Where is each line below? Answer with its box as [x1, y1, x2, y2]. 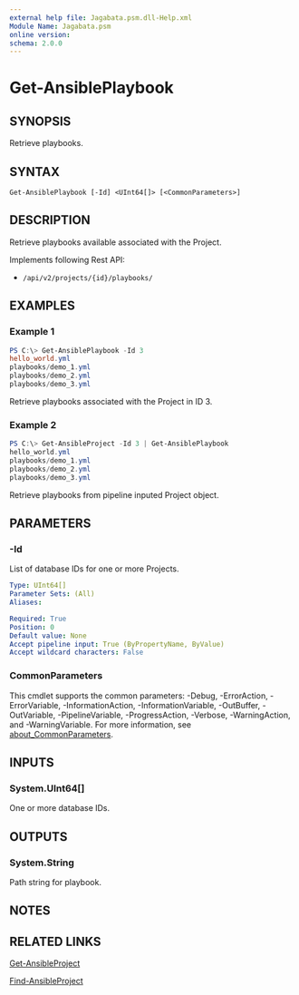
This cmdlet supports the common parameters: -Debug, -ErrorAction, [9, 690, 269, 701]
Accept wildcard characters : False [9, 648, 144, 658]
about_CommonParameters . [9, 728, 114, 739]
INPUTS [9, 755, 54, 770]
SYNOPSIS [9, 113, 72, 129]
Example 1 [9, 326, 55, 338]
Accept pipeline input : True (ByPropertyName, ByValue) [9, 639, 225, 649]
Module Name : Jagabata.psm [9, 22, 111, 31]
